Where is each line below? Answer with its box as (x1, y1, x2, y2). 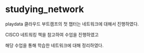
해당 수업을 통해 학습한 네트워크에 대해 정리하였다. (5, 42, 104, 48)
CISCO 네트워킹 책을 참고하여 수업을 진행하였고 (5, 31, 99, 37)
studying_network (5, 4, 84, 15)
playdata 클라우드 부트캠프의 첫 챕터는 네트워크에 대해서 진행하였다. (5, 21, 139, 27)
